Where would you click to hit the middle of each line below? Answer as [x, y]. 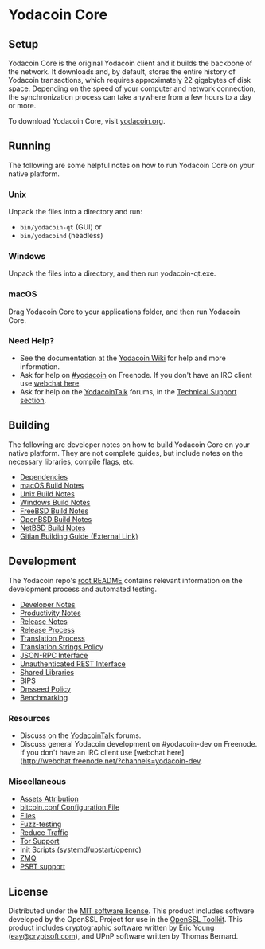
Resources [29, 718]
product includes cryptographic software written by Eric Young [111, 928]
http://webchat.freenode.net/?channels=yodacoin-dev [111, 761]
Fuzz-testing [41, 824]
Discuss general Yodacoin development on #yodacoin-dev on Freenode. [138, 743]
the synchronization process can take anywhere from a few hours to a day [130, 97]
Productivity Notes [50, 613]
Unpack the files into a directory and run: [76, 212]
